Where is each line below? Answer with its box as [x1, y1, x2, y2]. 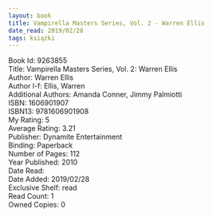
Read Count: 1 [8, 191, 54, 201]
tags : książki [8, 34, 56, 42]
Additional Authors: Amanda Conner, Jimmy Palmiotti [8, 89, 183, 100]
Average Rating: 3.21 [8, 124, 76, 133]
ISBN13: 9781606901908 [8, 107, 89, 116]
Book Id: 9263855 [8, 56, 68, 65]
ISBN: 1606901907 [8, 98, 69, 108]
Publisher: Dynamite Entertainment [8, 132, 123, 142]
